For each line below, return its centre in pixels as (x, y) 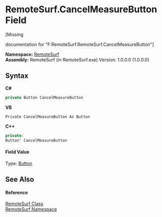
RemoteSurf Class (24, 204)
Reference (17, 192)
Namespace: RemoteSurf (32, 54)
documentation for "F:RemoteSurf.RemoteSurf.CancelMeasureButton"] (80, 44)
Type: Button (19, 163)
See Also (20, 179)
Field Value (17, 151)
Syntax (17, 76)
